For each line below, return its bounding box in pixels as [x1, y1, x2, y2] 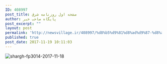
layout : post [5, 26, 32, 31]
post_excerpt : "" [5, 21, 41, 26]
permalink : [5, 30, 28, 35]
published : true [5, 35, 39, 40]
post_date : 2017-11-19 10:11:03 [5, 40, 72, 45]
